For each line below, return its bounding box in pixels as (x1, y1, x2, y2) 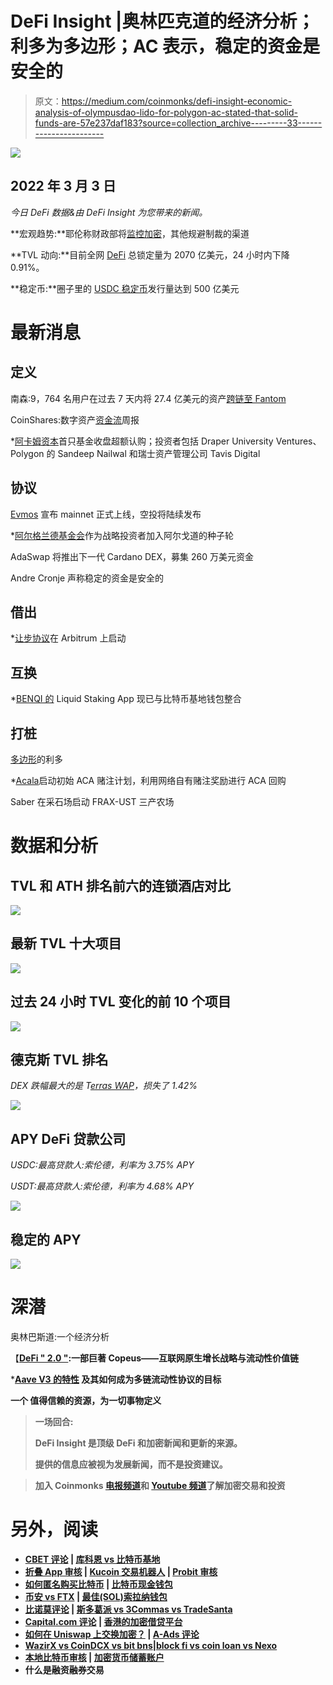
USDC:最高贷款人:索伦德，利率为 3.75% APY (10, 1159, 195, 1171)
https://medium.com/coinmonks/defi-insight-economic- (61, 95, 293, 107)
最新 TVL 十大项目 (10, 935, 122, 952)
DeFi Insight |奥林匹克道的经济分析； (10, 10, 315, 33)
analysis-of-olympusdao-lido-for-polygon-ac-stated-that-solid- (34, 106, 298, 118)
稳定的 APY (10, 1231, 82, 1248)
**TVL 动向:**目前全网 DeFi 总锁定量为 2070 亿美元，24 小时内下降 (10, 248, 290, 261)
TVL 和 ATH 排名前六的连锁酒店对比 (10, 877, 232, 894)
